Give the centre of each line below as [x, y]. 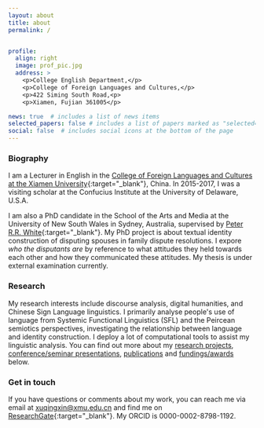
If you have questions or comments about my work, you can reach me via [127, 399]
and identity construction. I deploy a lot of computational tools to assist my [129, 337]
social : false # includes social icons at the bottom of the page [121, 131]
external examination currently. [58, 266]
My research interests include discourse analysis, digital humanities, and [126, 303]
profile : [22, 51]
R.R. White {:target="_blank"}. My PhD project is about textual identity [120, 232]
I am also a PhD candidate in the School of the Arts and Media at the [119, 216]
